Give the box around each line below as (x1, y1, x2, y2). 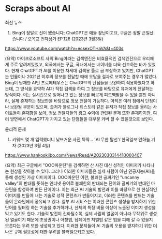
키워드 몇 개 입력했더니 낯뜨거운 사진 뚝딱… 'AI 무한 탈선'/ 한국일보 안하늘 (12, 136, 150, 142)
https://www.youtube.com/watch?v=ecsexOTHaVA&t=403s (5, 45, 124, 51)
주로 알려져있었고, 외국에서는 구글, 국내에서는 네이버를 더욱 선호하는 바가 (10, 61, 147, 67)
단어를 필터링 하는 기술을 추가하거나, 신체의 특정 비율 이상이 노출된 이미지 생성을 (5, 204, 156, 210)
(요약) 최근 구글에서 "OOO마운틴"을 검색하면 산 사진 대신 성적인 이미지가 (5, 162, 142, 168)
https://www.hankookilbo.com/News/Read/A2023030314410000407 (5, 152, 142, 158)
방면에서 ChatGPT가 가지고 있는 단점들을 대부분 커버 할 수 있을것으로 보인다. (10, 116, 155, 121)
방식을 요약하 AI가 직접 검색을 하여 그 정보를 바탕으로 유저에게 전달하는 (20, 86, 153, 91)
